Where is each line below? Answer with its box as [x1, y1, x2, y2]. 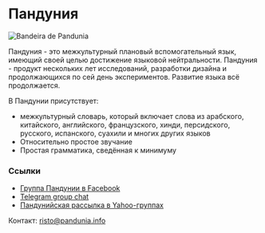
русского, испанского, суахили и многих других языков [19, 128, 211, 138]
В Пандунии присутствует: [8, 96, 99, 105]
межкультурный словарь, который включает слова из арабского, [19, 111, 244, 120]
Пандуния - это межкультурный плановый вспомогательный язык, [8, 46, 237, 56]
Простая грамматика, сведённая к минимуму [19, 145, 177, 155]
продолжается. [8, 81, 61, 90]
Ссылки [8, 165, 42, 176]
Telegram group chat [19, 192, 89, 202]
